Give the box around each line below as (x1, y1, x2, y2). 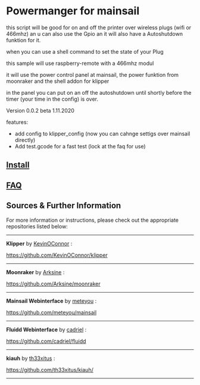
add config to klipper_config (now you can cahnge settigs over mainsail (14, 130, 190, 137)
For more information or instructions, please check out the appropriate (6, 216, 179, 223)
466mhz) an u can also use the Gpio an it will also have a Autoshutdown (6, 30, 183, 37)
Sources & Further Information (6, 201, 121, 211)
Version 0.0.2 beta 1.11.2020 (6, 107, 74, 114)
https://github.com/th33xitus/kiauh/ (6, 366, 93, 373)
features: (6, 118, 29, 126)
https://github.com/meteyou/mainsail (6, 309, 97, 316)
